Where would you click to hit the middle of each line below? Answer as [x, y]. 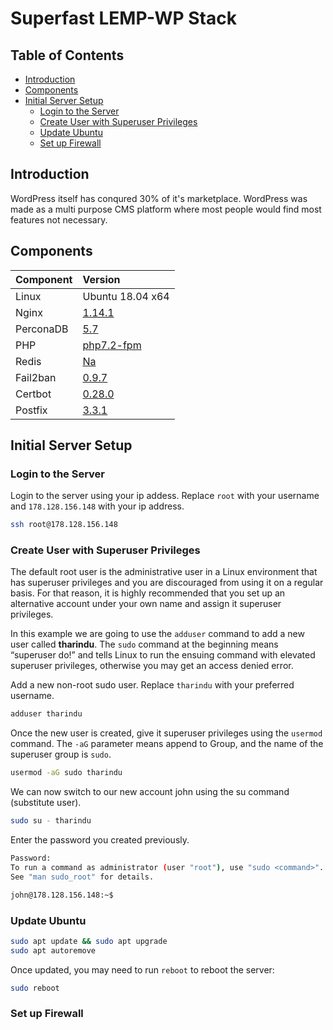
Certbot [33, 394]
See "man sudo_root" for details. [82, 877]
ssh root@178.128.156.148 [64, 525]
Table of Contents [67, 55]
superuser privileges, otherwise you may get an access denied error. [152, 666]
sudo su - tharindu [51, 821]
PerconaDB [42, 329]
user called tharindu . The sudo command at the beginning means [144, 644]
